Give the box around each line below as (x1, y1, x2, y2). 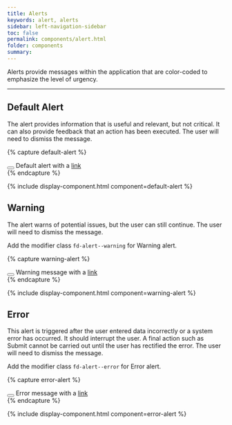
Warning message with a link (15, 267, 98, 276)
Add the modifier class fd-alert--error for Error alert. (7, 362, 161, 370)
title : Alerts (7, 10, 48, 17)
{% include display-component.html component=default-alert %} (7, 182, 193, 190)
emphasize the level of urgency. (7, 75, 98, 83)
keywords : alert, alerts (7, 17, 79, 23)
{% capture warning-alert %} (7, 254, 90, 263)
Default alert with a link (15, 161, 81, 169)
